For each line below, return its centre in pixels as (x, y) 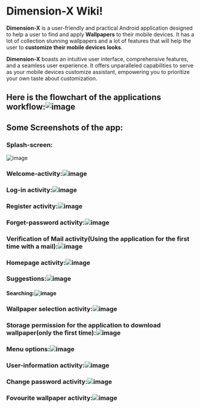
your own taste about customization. (52, 78)
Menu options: (28, 349)
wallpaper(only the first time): (51, 333)
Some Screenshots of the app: (65, 128)
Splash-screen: (30, 145)
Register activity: (32, 206)
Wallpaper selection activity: (49, 309)
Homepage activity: (36, 263)
